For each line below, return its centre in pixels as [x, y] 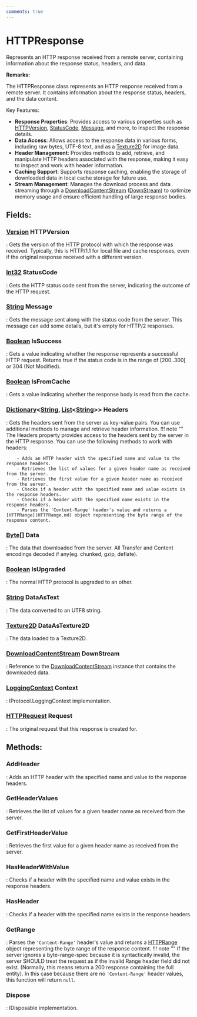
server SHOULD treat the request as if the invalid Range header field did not [98, 961]
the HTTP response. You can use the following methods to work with [89, 441]
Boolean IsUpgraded [36, 569]
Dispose [18, 995]
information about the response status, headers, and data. [76, 63]
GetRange [21, 929]
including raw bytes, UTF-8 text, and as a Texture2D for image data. [97, 146]
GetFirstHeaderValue [37, 833]
